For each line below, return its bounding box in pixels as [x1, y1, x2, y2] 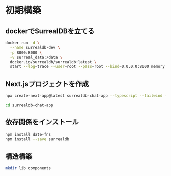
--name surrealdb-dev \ [10, 45, 60, 50]
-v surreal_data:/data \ [10, 55, 63, 60]
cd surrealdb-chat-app [5, 103, 53, 108]
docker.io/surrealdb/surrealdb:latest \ [10, 59, 97, 64]
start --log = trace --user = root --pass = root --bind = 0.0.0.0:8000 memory [10, 64, 165, 69]
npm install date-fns [5, 132, 51, 137]
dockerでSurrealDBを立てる [5, 27, 95, 35]
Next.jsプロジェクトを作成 [5, 80, 89, 88]
